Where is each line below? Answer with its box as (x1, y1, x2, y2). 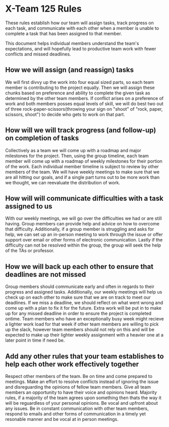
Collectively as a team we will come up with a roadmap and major (5, 147, 141, 153)
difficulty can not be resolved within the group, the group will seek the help (5, 242, 161, 248)
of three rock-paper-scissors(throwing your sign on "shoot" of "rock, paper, (5, 106, 163, 112)
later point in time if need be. (5, 337, 65, 344)
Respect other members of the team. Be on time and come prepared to (5, 373, 153, 379)
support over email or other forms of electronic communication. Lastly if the (5, 237, 163, 243)
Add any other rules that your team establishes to (5, 352, 164, 360)
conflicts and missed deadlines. (5, 51, 72, 57)
